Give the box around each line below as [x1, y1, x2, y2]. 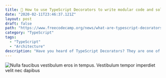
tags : [5, 35, 16, 40]
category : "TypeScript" [5, 30, 54, 35]
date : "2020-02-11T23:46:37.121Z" [5, 12, 77, 17]
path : [5, 26, 16, 31]
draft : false [5, 21, 32, 26]
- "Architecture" [9, 44, 45, 49]
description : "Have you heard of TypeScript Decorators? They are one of [5, 48, 161, 53]
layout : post [5, 16, 32, 21]
